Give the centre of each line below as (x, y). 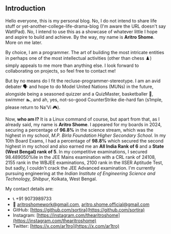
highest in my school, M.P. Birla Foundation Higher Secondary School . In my (86, 135)
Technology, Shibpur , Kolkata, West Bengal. (51, 179)
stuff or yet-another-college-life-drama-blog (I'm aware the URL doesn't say (86, 26)
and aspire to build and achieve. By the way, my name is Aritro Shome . (80, 37)
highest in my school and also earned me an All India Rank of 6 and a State (85, 146)
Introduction (26, 8)
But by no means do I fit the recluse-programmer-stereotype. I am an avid (83, 81)
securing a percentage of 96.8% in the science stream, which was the (79, 130)
